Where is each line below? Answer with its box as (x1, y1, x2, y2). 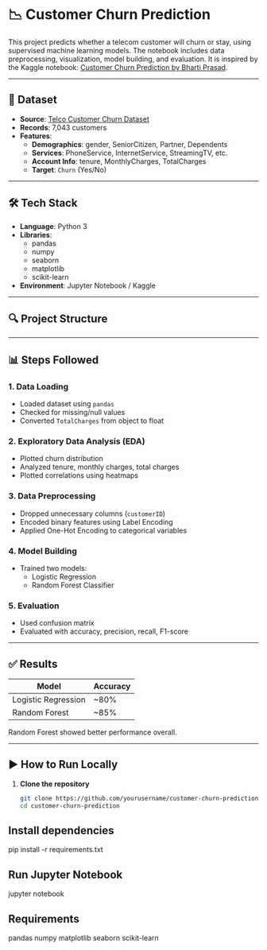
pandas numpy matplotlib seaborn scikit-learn (8, 933, 159, 943)
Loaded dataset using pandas (19, 399, 115, 409)
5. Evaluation (8, 600, 60, 611)
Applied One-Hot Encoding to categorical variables (19, 525, 188, 535)
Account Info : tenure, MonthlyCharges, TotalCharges (31, 156, 207, 166)
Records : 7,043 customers (19, 122, 107, 132)
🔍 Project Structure (8, 312, 108, 325)
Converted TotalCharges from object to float (19, 416, 164, 425)
